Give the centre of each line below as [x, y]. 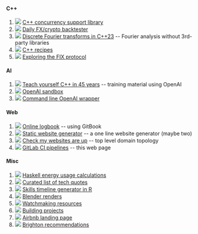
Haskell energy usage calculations [64, 175]
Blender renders [42, 196]
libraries [39, 43]
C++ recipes [38, 50]
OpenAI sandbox [43, 92]
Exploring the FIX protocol [54, 57]
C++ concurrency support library [63, 22]
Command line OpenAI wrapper [61, 99]
